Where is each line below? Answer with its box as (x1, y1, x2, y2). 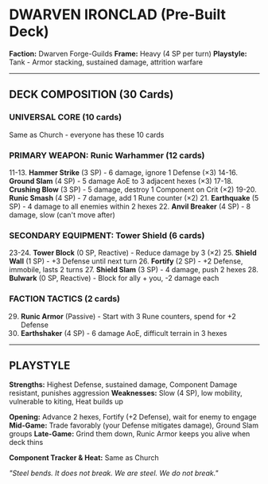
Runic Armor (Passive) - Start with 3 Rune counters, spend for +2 (20, 311, 237, 321)
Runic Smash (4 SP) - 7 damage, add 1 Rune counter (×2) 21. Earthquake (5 (9, 193, 259, 202)
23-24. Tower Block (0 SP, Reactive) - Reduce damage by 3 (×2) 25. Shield (9, 248, 257, 258)
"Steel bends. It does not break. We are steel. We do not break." (9, 468, 219, 478)
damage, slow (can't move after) (9, 209, 116, 220)
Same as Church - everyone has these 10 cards (9, 130, 165, 139)
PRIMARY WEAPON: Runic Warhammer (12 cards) (9, 150, 205, 161)
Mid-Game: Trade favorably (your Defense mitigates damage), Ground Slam (9, 420, 259, 431)
